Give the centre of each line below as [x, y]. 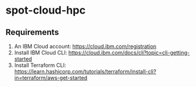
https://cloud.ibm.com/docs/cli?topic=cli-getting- [129, 53]
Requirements [32, 32]
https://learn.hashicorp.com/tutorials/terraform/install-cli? [85, 71]
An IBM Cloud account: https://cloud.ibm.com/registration [85, 46]
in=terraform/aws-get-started [51, 78]
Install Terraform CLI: [40, 65]
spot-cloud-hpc [46, 10]
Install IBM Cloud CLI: [41, 53]
